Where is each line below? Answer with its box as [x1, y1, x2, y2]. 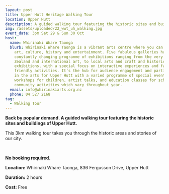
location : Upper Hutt [5, 17, 51, 22]
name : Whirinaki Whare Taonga [10, 40, 73, 45]
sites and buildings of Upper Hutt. [5, 120, 77, 126]
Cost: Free [5, 184, 28, 190]
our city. [5, 136, 23, 142]
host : [5, 36, 17, 41]
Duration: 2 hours [5, 174, 43, 180]
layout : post [5, 7, 33, 13]
